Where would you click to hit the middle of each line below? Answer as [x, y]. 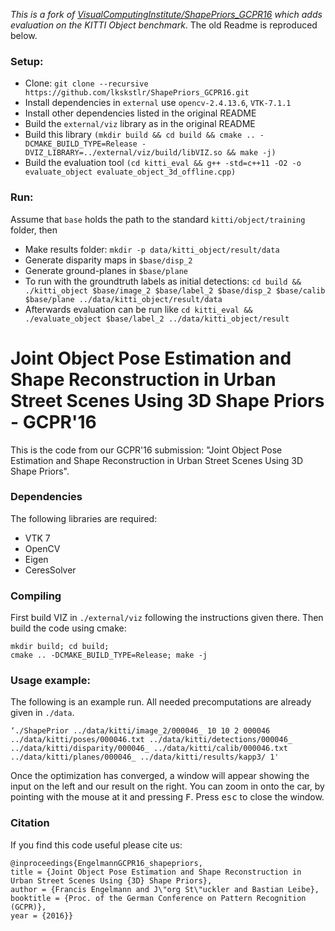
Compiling [36, 596]
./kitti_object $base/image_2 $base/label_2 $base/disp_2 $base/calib [175, 290]
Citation [30, 823]
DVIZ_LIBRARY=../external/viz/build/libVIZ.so [123, 153]
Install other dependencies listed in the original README [140, 113]
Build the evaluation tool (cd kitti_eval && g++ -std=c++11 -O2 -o [163, 163]
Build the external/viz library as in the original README [140, 124]
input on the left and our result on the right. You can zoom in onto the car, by [167, 786]
